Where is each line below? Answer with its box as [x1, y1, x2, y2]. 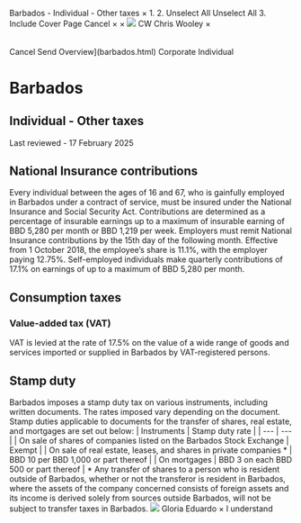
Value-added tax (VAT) [9, 317, 111, 329]
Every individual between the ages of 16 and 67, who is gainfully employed [9, 187, 285, 198]
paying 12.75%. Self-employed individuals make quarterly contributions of [9, 254, 283, 265]
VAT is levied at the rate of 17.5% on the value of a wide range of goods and [9, 338, 289, 348]
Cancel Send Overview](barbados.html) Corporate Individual [9, 46, 235, 57]
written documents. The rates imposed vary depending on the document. [9, 406, 281, 417]
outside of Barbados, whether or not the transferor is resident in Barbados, [9, 473, 286, 484]
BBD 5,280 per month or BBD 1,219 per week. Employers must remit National [9, 225, 292, 237]
